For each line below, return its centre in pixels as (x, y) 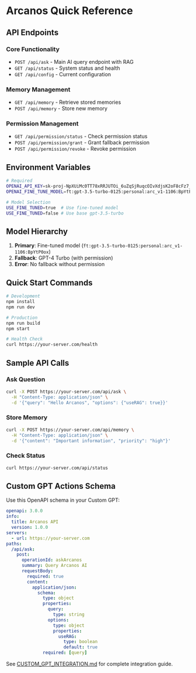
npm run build (23, 323)
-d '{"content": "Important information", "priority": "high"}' (91, 441)
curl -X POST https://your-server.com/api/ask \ (66, 392)
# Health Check (24, 339)
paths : (14, 543)
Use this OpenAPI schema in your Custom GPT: (63, 500)
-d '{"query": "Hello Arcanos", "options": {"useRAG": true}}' (90, 403)
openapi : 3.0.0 (24, 511)
